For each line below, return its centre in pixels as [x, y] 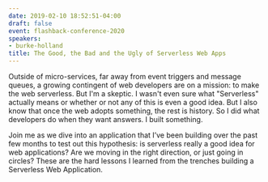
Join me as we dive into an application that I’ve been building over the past [133, 135]
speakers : [25, 38]
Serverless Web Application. [56, 169]
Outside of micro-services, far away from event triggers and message [125, 76]
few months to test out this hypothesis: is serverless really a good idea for [132, 144]
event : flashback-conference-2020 [67, 31]
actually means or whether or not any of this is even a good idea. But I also [133, 102]
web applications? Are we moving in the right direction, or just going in [126, 152]
